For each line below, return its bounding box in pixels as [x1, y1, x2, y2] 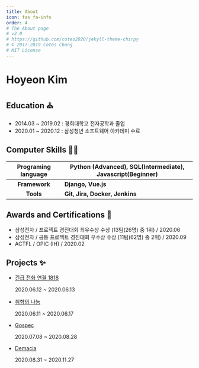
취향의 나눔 [14, 298, 41, 306]
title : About [6, 8, 38, 15]
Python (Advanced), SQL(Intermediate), [70, 162, 185, 171]
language [20, 170, 48, 178]
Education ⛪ [6, 100, 54, 111]
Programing [17, 162, 52, 171]
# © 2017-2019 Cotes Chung [6, 42, 73, 48]
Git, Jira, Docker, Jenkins [64, 190, 137, 198]
